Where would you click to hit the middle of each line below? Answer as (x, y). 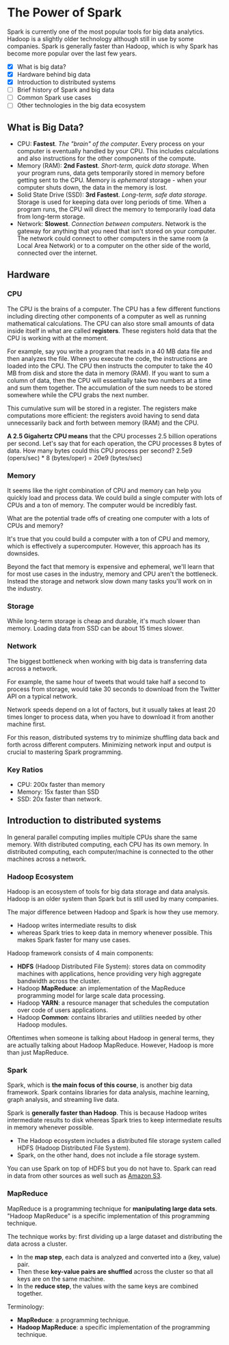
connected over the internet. (57, 253)
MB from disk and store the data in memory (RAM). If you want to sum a (108, 373)
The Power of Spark (64, 13)
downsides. (23, 553)
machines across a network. (47, 859)
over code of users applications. (62, 1010)
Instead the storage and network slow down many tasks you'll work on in (110, 581)
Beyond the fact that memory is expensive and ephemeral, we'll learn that (111, 567)
